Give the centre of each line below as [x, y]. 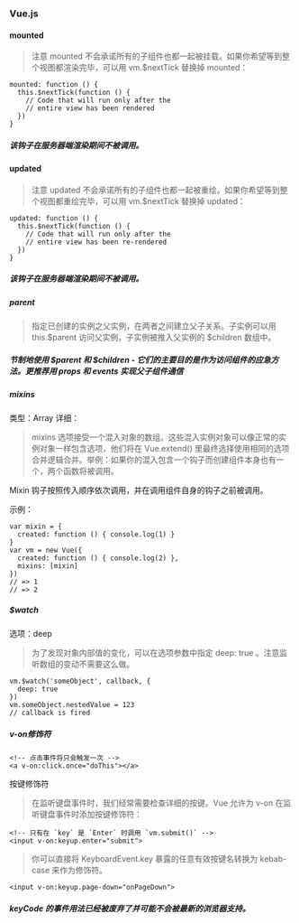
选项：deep [31, 634]
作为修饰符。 [84, 871]
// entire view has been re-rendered [96, 242]
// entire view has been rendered [90, 108]
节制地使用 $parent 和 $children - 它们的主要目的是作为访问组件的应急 [140, 359]
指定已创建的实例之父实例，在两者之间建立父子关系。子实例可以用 [154, 326]
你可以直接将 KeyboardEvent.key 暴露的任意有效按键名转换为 [145, 859]
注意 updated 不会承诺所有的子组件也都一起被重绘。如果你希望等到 [156, 190]
